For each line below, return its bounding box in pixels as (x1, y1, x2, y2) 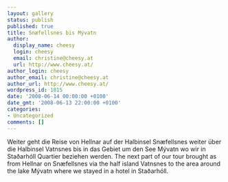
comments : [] (7, 118, 45, 126)
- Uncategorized (7, 112, 54, 119)
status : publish (7, 16, 54, 23)
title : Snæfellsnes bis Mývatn (7, 29, 97, 36)
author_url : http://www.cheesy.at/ (7, 80, 109, 87)
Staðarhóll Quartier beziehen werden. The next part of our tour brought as (7, 152, 217, 160)
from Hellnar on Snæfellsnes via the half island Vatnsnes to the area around (7, 159, 221, 168)
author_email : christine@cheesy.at (7, 73, 109, 81)
